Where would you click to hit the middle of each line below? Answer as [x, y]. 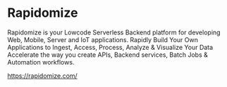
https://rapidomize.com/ [42, 76]
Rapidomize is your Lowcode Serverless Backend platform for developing [114, 32]
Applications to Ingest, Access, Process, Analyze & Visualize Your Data [110, 47]
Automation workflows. [41, 62]
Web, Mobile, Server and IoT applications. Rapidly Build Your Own [103, 39]
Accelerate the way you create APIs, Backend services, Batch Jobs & [108, 55]
